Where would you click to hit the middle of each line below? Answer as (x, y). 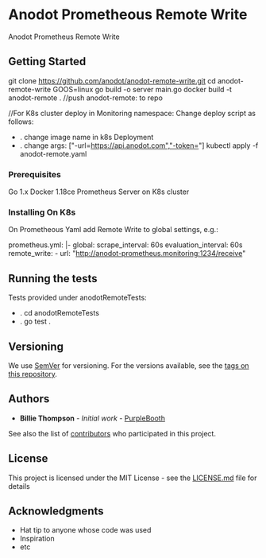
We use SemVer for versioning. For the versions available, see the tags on (129, 365)
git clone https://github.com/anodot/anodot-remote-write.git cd (112, 80)
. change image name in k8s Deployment (87, 137)
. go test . (35, 322)
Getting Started (47, 62)
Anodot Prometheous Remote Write (128, 15)
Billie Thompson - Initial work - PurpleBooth (92, 418)
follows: (21, 122)
